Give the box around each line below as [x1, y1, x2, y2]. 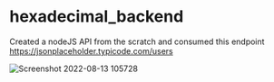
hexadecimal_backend [9, 6, 184, 27]
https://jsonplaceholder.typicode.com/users [9, 45, 174, 56]
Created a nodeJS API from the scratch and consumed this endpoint [9, 36, 265, 47]
